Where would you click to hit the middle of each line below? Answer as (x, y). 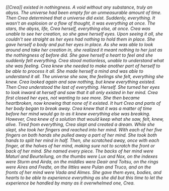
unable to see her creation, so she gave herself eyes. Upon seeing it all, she (84, 34)
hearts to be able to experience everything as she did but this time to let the (84, 178)
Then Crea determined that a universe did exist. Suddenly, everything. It (80, 18)
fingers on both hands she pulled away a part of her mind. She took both (81, 135)
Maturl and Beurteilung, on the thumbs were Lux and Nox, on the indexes (82, 156)
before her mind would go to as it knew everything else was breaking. (78, 114)
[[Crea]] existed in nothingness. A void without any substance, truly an (79, 7)
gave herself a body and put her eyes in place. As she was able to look (79, 44)
